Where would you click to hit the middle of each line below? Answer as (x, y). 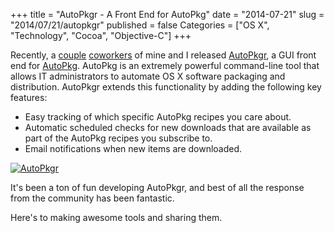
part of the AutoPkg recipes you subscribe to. (118, 138)
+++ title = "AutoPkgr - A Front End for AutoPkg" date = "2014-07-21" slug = (167, 14)
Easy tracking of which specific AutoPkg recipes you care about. (158, 117)
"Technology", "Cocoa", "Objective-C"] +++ (101, 35)
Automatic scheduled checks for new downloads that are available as (168, 127)
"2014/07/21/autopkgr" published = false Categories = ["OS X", (140, 25)
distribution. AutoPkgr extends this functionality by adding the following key (166, 87)
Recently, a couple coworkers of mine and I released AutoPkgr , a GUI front (163, 55)
